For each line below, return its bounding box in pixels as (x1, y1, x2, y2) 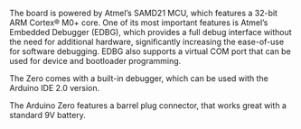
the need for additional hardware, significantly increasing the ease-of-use (9, 36, 285, 47)
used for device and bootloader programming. (9, 56, 182, 66)
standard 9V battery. (9, 110, 86, 120)
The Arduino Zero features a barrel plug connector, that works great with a (9, 100, 287, 111)
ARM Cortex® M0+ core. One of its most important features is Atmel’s (9, 17, 268, 28)
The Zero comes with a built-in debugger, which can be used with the (9, 73, 269, 84)
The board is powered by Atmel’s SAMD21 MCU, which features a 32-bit (9, 8, 278, 18)
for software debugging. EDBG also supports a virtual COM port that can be (9, 46, 291, 57)
